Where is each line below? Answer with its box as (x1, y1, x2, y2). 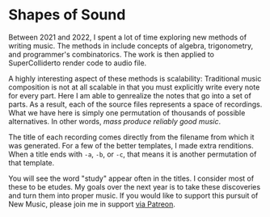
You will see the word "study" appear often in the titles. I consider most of (8, 173, 255, 183)
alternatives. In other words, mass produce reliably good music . (8, 116, 221, 126)
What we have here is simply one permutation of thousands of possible (8, 107, 246, 118)
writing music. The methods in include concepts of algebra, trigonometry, (8, 40, 254, 50)
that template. (8, 157, 55, 167)
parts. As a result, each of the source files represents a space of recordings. (8, 99, 263, 109)
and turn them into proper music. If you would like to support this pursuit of (8, 190, 259, 200)
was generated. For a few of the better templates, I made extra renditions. (8, 140, 254, 150)
